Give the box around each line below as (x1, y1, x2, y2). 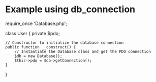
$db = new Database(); (14, 53, 63, 59)
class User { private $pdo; (5, 30, 60, 36)
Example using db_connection (5, 4, 136, 15)
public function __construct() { (5, 44, 76, 49)
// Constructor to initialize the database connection (5, 40, 124, 45)
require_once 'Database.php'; (5, 20, 68, 26)
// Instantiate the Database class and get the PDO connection (14, 49, 151, 54)
